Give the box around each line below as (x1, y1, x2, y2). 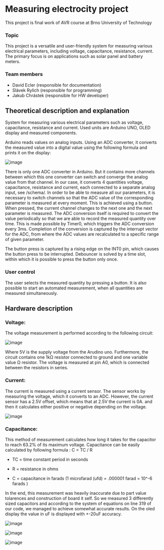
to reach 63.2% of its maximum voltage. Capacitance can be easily (5, 442, 140, 448)
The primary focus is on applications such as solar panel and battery (5, 53, 143, 59)
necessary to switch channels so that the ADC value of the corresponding (5, 195, 154, 201)
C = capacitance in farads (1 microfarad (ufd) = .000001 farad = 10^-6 (12, 475, 153, 481)
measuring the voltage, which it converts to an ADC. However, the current (5, 393, 154, 399)
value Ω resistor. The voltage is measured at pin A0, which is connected (5, 359, 150, 365)
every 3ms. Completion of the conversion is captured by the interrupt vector (5, 226, 159, 232)
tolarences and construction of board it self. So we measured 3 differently (5, 495, 154, 501)
